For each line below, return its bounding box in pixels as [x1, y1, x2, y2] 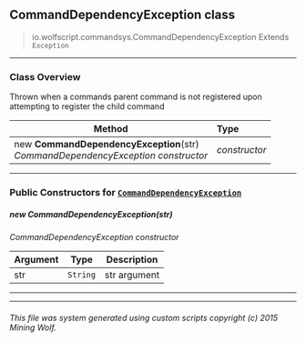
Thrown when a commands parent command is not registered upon [9, 91, 262, 103]
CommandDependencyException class [9, 7, 235, 23]
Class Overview [9, 70, 81, 83]
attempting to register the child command [9, 101, 165, 112]
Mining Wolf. [9, 322, 56, 333]
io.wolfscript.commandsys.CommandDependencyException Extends [31, 31, 290, 42]
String [67, 270, 97, 280]
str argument [104, 268, 160, 281]
